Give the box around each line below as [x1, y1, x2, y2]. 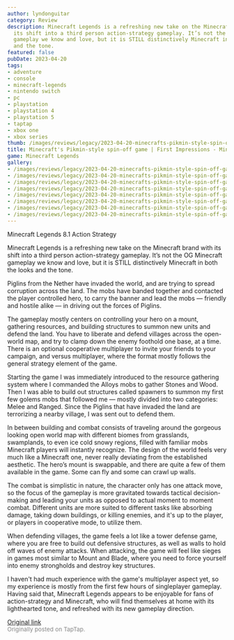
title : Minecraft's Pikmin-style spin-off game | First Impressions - [7, 146, 217, 153]
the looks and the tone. [7, 265, 74, 274]
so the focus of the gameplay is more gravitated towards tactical [7, 488, 192, 497]
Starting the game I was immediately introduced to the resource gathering [7, 373, 219, 381]
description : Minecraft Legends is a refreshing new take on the [7, 23, 201, 30]
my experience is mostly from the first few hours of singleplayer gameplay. [7, 582, 222, 591]
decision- [193, 488, 221, 497]
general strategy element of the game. [7, 359, 118, 368]
